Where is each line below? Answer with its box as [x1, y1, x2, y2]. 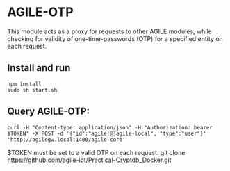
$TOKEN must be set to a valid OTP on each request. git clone [7, 148, 186, 156]
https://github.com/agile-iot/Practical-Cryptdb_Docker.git [7, 156, 172, 164]
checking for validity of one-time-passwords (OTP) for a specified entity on [7, 34, 224, 42]
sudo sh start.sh [7, 86, 58, 94]
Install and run [7, 62, 71, 74]
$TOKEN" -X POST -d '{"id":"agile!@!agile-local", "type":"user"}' [7, 130, 207, 137]
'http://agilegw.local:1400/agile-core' [7, 136, 126, 143]
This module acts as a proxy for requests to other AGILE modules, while [7, 27, 212, 35]
